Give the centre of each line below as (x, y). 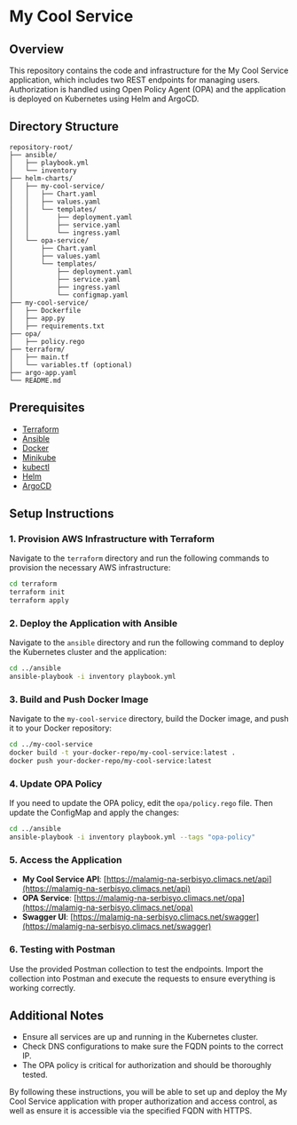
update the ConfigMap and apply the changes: (94, 813)
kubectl (36, 467)
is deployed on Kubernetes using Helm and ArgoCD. (104, 99)
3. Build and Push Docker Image (79, 699)
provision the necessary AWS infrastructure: (90, 568)
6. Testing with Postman (63, 950)
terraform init (37, 593)
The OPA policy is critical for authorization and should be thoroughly (147, 1065)
